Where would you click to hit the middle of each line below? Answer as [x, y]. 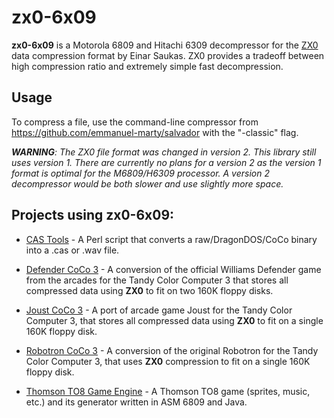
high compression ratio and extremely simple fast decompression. [147, 66]
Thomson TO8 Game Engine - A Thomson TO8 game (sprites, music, [168, 391]
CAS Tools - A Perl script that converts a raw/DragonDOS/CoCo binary [171, 239]
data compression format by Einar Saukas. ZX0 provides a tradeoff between [168, 55]
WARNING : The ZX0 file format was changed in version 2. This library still [164, 152]
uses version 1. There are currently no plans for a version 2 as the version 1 [166, 162]
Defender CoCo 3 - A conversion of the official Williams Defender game [173, 269]
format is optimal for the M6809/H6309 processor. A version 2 [140, 173]
